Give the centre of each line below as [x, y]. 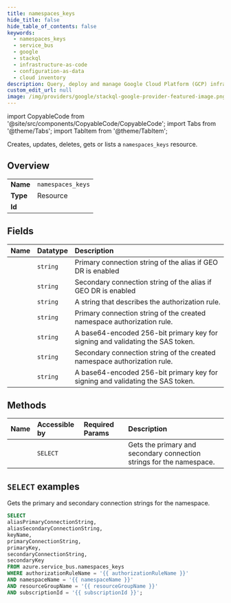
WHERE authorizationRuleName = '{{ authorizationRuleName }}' [98, 573]
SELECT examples [44, 486]
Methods [27, 406]
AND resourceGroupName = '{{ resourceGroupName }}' [82, 586]
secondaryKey [26, 561]
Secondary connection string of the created [145, 352]
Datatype [53, 251]
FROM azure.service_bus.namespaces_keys [66, 567]
